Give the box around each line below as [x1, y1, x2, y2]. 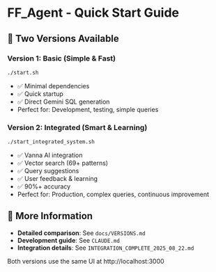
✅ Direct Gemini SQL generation [17, 97, 110, 106]
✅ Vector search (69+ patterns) [17, 159, 109, 167]
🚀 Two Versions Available [7, 33, 120, 45]
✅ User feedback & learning [17, 174, 98, 182]
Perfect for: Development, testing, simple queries [17, 105, 159, 113]
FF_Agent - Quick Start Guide [7, 5, 180, 21]
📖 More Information [7, 210, 93, 222]
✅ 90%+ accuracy [17, 182, 71, 191]
